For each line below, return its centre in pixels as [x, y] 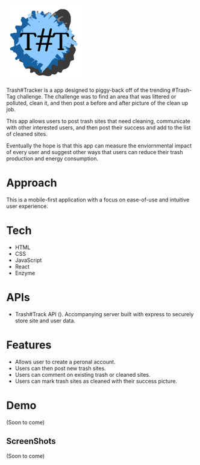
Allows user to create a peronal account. [65, 362]
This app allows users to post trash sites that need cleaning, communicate [98, 121]
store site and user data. [45, 320]
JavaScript [28, 260]
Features [29, 345]
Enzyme [25, 273]
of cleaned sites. [27, 134]
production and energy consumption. [52, 158]
